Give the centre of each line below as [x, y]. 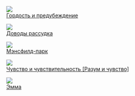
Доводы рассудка [30, 33]
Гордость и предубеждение [42, 15]
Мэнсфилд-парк [27, 51]
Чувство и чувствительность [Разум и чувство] [67, 69]
